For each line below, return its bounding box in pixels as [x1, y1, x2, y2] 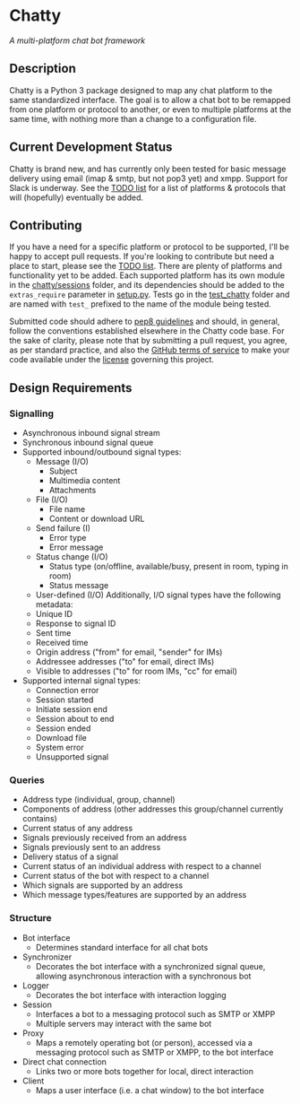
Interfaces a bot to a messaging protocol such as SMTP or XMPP [35, 1008, 276, 1019]
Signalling [9, 407, 54, 420]
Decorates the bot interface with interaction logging [35, 989, 227, 1000]
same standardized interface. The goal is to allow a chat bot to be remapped [9, 94, 291, 105]
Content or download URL [48, 513, 145, 525]
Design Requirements [9, 380, 133, 396]
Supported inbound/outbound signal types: [21, 447, 182, 457]
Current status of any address [21, 822, 133, 834]
